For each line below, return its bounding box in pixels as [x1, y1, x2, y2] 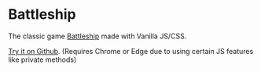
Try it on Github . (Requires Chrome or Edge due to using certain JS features [8, 46, 254, 56]
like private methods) [8, 55, 77, 64]
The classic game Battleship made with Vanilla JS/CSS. [8, 31, 187, 41]
